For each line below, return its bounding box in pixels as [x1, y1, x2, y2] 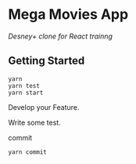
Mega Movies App [8, 5, 129, 24]
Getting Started [8, 54, 85, 67]
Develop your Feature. [8, 102, 80, 111]
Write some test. [8, 118, 61, 127]
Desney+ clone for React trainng [8, 31, 113, 41]
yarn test [8, 82, 41, 89]
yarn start [8, 89, 44, 97]
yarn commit [8, 148, 47, 156]
